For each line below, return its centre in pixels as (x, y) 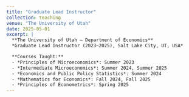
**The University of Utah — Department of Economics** (83, 40)
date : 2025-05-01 (28, 29)
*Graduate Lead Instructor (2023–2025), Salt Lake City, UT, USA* (98, 46)
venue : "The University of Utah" (49, 23)
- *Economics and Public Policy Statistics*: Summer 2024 (87, 73)
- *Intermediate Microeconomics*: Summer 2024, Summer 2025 (89, 68)
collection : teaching (34, 18)
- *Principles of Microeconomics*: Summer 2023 (73, 62)
